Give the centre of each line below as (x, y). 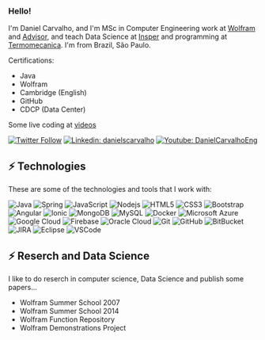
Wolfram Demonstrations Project (73, 327)
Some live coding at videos (52, 125)
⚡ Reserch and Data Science (79, 256)
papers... (23, 287)
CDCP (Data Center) (53, 109)
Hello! (20, 11)
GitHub (31, 101)
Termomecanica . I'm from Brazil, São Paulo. (80, 45)
